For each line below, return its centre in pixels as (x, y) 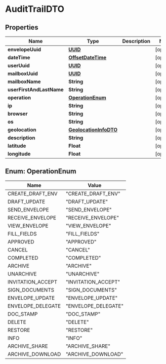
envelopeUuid (24, 49)
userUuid (19, 65)
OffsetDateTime (87, 58)
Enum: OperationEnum (41, 171)
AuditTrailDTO (35, 9)
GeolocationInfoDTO (93, 130)
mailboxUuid (23, 74)
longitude (19, 154)
